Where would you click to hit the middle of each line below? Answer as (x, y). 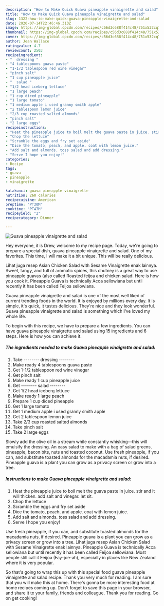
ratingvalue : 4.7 (23, 46)
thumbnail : (17, 32)
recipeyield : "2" (23, 213)
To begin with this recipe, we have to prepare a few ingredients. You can (78, 326)
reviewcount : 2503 (24, 50)
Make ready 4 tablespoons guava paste (52, 364)
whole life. (16, 316)
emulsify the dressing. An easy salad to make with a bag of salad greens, (79, 446)
